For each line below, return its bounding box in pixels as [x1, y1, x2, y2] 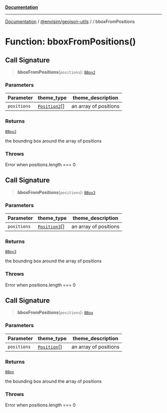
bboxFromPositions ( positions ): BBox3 [17, 189, 96, 195]
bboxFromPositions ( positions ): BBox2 [17, 69, 96, 75]
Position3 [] [37, 223, 65, 230]
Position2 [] [37, 103, 65, 110]
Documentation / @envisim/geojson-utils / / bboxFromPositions [5, 18, 135, 24]
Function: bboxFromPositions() [5, 36, 136, 47]
